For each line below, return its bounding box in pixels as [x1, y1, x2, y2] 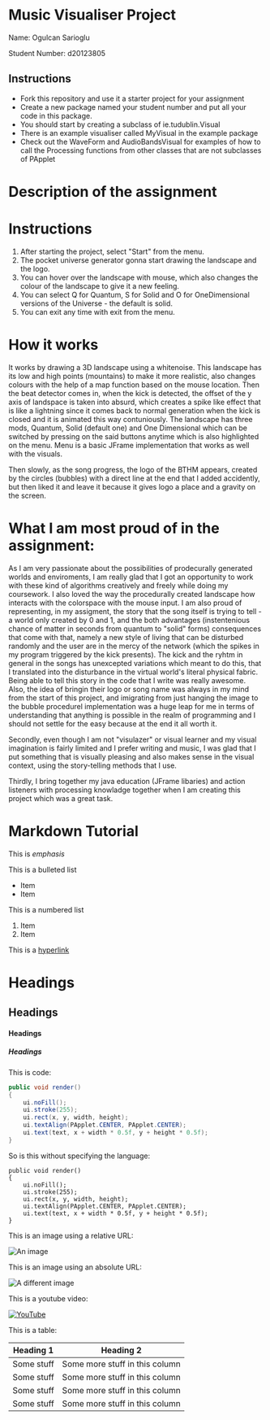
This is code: [8, 1067, 51, 1077]
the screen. [8, 490, 47, 500]
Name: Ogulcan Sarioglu [8, 33, 91, 42]
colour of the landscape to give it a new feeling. [19, 281, 180, 290]
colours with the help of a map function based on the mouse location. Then [8, 380, 260, 390]
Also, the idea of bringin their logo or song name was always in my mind [8, 684, 250, 694]
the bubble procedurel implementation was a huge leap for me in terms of [8, 701, 255, 711]
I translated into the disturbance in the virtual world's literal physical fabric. [8, 667, 259, 677]
